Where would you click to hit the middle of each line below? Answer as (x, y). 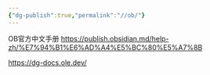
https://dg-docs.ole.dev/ (48, 62)
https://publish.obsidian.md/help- (115, 38)
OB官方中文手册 (34, 38)
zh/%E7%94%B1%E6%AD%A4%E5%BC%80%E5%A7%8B (105, 47)
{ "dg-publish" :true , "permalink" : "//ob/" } (77, 15)
